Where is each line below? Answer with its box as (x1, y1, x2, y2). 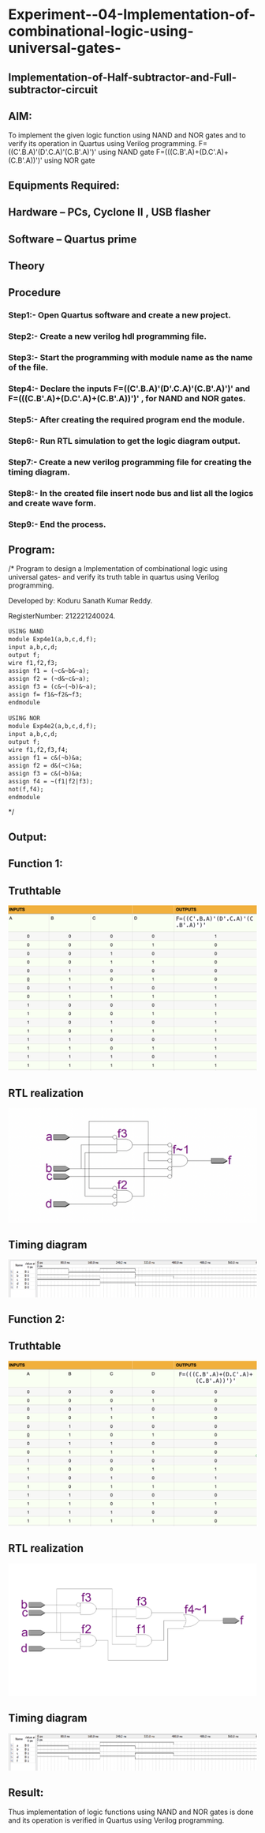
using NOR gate (43, 156, 96, 165)
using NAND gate (98, 148, 155, 157)
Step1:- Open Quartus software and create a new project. (8, 310, 231, 321)
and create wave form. (8, 498, 97, 509)
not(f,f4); (8, 786, 44, 794)
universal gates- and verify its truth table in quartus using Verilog (8, 573, 219, 582)
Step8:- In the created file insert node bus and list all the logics (8, 487, 254, 498)
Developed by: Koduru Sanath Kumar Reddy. (8, 596, 153, 606)
